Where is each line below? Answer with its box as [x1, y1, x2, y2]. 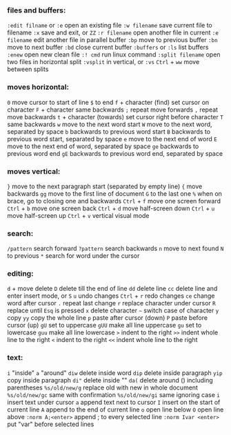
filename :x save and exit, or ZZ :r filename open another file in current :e [7, 28, 219, 37]
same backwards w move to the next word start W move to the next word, [7, 120, 212, 128]
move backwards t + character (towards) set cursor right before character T [7, 112, 224, 121]
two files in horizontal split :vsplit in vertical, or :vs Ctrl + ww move [7, 58, 200, 66]
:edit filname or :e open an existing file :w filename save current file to [7, 21, 212, 30]
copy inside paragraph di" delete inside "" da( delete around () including [7, 376, 214, 384]
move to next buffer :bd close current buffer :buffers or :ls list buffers [7, 43, 209, 52]
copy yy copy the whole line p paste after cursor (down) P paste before [7, 314, 208, 322]
